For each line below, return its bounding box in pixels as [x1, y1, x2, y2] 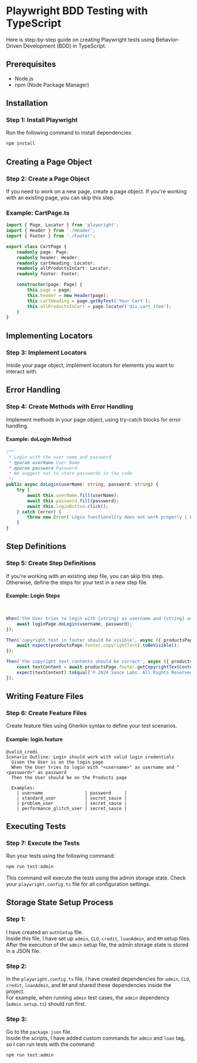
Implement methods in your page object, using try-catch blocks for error [6, 416, 181, 423]
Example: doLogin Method [6, 436, 72, 443]
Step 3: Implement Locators [6, 348, 87, 356]
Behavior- [155, 36, 180, 43]
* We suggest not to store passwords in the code [8, 470, 133, 477]
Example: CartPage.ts [6, 209, 70, 217]
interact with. [6, 367, 38, 375]
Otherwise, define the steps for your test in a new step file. [6, 579, 148, 586]
